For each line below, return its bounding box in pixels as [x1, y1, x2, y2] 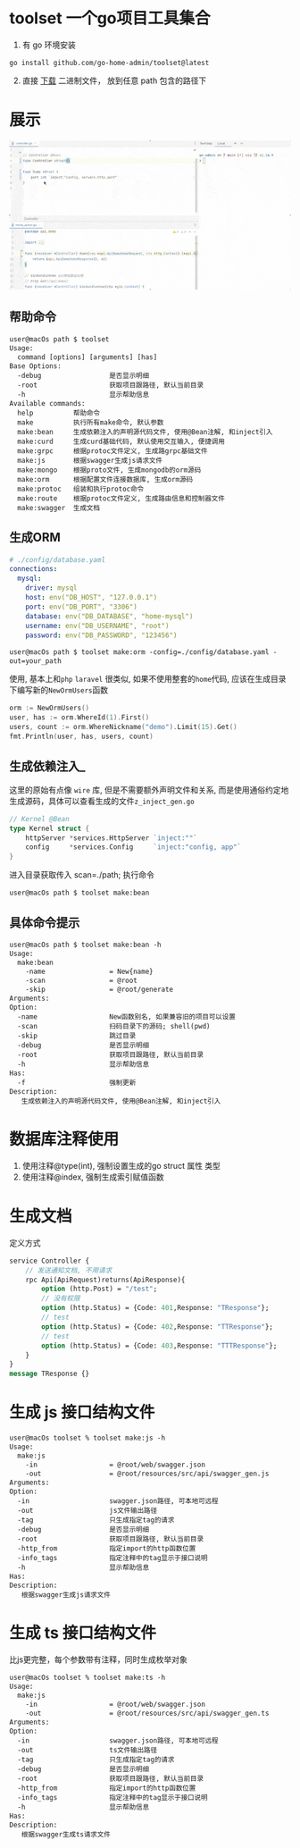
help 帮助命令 [17, 408, 101, 417]
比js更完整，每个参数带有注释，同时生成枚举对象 [9, 1654, 187, 1665]
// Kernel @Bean [9, 814, 70, 823]
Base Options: [9, 361, 62, 371]
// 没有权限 [41, 1294, 80, 1303]
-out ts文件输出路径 [17, 1746, 158, 1755]
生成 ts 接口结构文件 [9, 1623, 156, 1643]
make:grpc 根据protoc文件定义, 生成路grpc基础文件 [17, 446, 208, 456]
